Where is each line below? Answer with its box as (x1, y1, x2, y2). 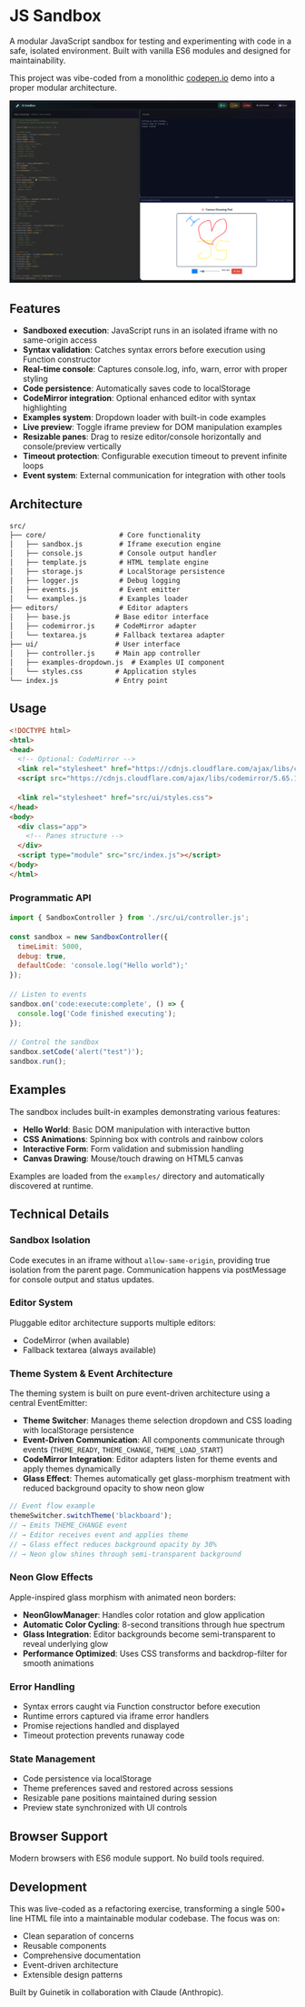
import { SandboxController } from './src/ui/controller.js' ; (9, 913, 250, 923)
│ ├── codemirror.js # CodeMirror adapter (9, 621, 197, 630)
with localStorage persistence (22, 1425, 134, 1436)
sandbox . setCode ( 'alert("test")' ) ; (9, 1048, 144, 1057)
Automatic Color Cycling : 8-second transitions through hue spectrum (22, 1619, 286, 1630)
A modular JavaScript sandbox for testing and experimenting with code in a (9, 35, 292, 46)
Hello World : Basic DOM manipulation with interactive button (22, 1124, 251, 1135)
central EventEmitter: (9, 1398, 88, 1409)
